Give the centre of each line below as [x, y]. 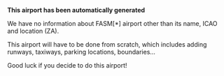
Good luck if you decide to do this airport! [67, 65]
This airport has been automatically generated [76, 10]
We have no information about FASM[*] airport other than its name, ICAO [113, 23]
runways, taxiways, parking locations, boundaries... [82, 52]
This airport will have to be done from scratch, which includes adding [107, 44]
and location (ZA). [33, 31]
